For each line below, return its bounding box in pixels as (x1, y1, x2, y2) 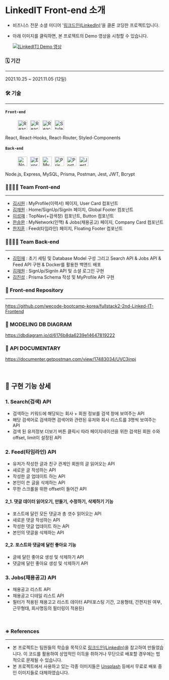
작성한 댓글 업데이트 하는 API (12, 523, 69, 529)
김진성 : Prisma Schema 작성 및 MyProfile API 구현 (12, 274, 115, 280)
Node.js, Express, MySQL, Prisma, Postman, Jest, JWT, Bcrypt (5, 171, 135, 177)
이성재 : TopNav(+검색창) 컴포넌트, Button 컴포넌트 (12, 213, 114, 219)
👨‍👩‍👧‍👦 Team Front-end (5, 183, 60, 190)
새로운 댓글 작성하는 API (12, 517, 60, 523)
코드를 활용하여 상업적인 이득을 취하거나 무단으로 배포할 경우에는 (28, 651, 155, 657)
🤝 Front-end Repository (5, 287, 64, 294)
